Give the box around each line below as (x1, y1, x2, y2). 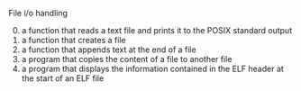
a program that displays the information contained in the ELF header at (21, 63, 285, 74)
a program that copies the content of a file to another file (21, 54, 233, 64)
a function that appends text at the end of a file (21, 44, 196, 55)
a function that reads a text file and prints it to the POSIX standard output (21, 25, 293, 35)
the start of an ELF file (21, 73, 105, 84)
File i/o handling (8, 8, 68, 18)
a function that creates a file (21, 35, 127, 45)
